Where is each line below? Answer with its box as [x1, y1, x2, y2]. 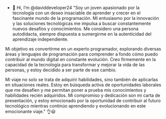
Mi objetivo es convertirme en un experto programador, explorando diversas [5, 46, 162, 52]
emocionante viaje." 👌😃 [5, 109, 56, 114]
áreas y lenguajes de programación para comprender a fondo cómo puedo [5, 51, 158, 57]
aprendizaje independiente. [12, 36, 69, 42]
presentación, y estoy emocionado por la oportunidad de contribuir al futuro [5, 98, 161, 104]
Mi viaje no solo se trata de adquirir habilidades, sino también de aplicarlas [5, 77, 158, 82]
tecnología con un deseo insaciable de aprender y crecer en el [12, 10, 141, 16]
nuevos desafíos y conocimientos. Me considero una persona [12, 26, 139, 32]
